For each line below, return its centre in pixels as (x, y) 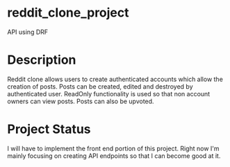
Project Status (49, 129)
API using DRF (28, 32)
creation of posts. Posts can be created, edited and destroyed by (100, 86)
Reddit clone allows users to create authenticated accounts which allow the (115, 79)
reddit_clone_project (68, 13)
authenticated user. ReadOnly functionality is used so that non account (109, 94)
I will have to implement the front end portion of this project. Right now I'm (114, 148)
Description (42, 60)
